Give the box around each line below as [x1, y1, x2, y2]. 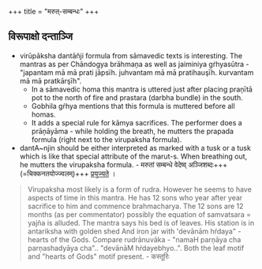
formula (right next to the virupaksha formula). [31, 134, 182, 144]
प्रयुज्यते [90, 169, 109, 178]
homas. [31, 110, 56, 119]
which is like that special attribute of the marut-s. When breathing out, [19, 151, 248, 161]
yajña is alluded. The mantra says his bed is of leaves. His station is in [27, 218, 255, 227]
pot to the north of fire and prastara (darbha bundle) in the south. [31, 92, 243, 102]
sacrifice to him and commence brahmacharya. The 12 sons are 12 [27, 201, 244, 211]
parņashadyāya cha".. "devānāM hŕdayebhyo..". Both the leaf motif [27, 243, 245, 252]
